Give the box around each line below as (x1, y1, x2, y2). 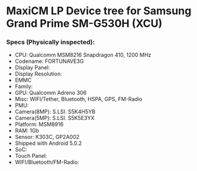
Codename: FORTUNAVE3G (14, 58, 84, 65)
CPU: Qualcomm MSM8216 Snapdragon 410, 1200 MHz (14, 52, 152, 59)
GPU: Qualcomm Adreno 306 (14, 89, 87, 96)
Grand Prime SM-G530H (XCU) (6, 17, 163, 30)
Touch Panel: (14, 153, 48, 160)
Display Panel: (14, 64, 50, 71)
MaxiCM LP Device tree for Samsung (6, 4, 192, 18)
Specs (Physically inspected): (6, 38, 95, 46)
